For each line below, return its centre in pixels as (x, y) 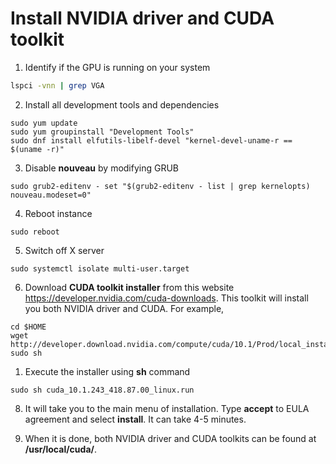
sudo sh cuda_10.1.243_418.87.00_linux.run (102, 390)
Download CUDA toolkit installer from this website (129, 287)
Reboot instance (58, 213)
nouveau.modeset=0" (51, 195)
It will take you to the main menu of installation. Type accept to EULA (167, 408)
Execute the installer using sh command (107, 371)
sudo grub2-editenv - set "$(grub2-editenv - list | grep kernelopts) (160, 186)
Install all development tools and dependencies (122, 104)
